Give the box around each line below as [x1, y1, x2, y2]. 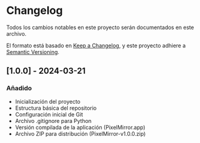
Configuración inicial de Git [15, 110, 83, 118]
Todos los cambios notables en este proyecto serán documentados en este [6, 24, 195, 31]
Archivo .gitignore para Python [15, 117, 92, 124]
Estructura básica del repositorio [15, 104, 97, 111]
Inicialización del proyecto [15, 98, 81, 105]
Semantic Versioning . [6, 48, 59, 55]
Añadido [6, 84, 32, 93]
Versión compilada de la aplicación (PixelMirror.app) [15, 124, 145, 131]
